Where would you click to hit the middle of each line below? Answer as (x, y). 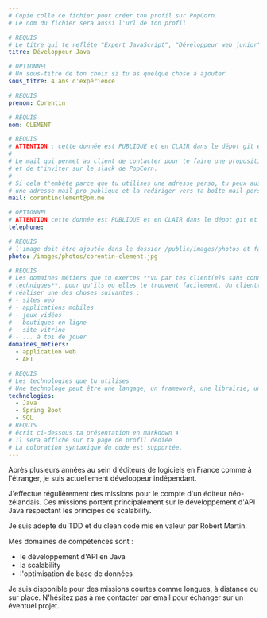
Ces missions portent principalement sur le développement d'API (149, 502)
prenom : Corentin (37, 103)
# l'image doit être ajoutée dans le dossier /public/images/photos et (129, 249)
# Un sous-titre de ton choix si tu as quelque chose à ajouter (117, 74)
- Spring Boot (39, 411)
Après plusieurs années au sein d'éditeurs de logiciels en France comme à (130, 470)
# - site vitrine (37, 330)
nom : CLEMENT (30, 125)
